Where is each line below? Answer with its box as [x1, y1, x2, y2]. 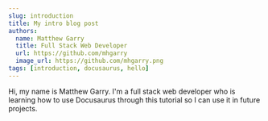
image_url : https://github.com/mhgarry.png [15, 57, 163, 65]
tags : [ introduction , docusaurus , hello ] [8, 65, 150, 73]
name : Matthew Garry [15, 34, 85, 43]
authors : [8, 27, 38, 35]
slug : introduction [8, 11, 74, 20]
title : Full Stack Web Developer [15, 42, 128, 50]
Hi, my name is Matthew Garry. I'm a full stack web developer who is [8, 86, 236, 96]
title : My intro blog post [8, 19, 99, 27]
